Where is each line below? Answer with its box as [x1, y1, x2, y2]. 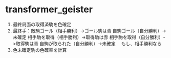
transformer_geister [5, 4, 93, 15]
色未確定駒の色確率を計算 [12, 47, 67, 53]
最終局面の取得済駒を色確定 [12, 21, 72, 27]
